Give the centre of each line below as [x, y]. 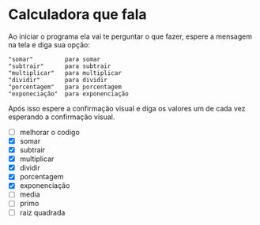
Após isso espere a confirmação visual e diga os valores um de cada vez [127, 108]
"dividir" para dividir [58, 80]
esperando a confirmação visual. [62, 117]
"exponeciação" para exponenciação [68, 94]
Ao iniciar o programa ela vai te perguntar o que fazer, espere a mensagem [130, 36]
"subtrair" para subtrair [60, 66]
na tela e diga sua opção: [49, 44]
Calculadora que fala [78, 15]
